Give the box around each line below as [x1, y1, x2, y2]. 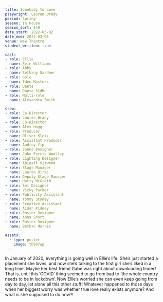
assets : [5, 233, 21, 238]
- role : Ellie [5, 57, 34, 61]
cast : [5, 52, 16, 57]
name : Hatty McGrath [9, 179, 51, 184]
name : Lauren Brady [9, 115, 49, 120]
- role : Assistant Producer [5, 138, 62, 143]
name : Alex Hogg [9, 124, 42, 129]
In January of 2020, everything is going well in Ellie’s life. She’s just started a [5, 255, 158, 261]
